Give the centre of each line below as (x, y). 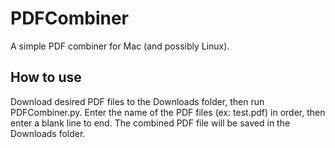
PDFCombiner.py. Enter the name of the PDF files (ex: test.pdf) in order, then (168, 112)
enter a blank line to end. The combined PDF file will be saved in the (150, 123)
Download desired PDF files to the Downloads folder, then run (137, 101)
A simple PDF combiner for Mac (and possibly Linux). (120, 46)
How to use (46, 77)
